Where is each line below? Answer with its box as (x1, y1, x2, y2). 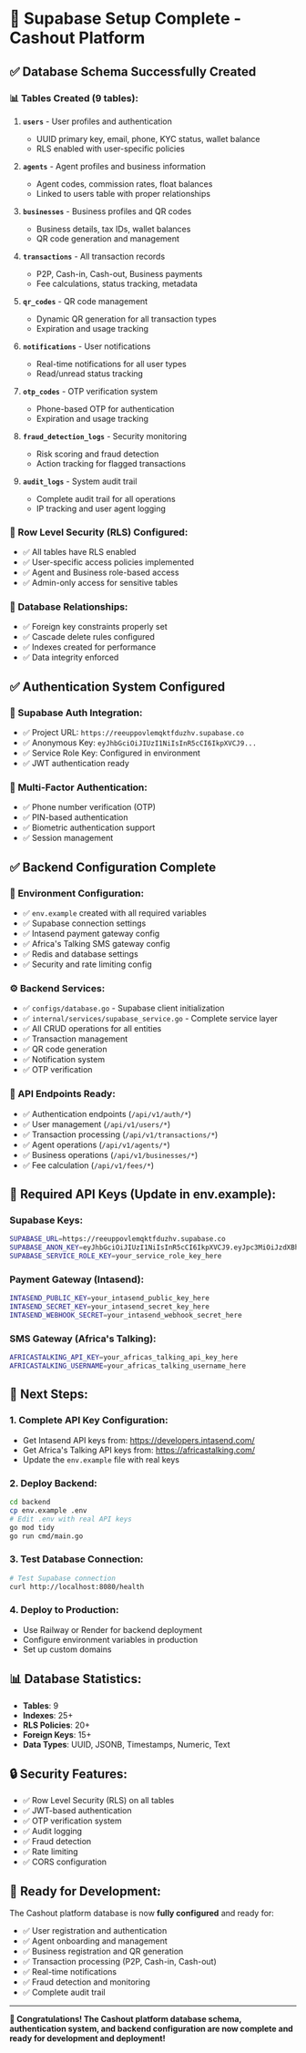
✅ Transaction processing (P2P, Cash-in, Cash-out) (22, 1956, 217, 1967)
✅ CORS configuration (22, 1856, 107, 1867)
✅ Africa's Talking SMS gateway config (22, 939, 170, 950)
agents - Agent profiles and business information (22, 160, 207, 171)
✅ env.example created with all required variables (22, 908, 207, 919)
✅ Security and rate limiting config (22, 959, 152, 970)
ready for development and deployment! (9, 2033, 166, 2044)
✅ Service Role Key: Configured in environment (22, 747, 200, 759)
